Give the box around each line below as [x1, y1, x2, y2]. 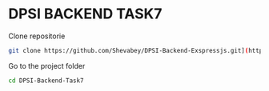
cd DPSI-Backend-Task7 [8, 77, 84, 85]
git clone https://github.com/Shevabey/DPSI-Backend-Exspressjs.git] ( [8, 46, 249, 54]
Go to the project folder [8, 61, 86, 70]
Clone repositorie [8, 31, 66, 41]
